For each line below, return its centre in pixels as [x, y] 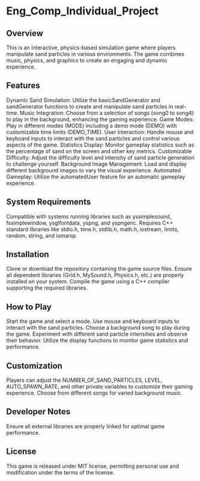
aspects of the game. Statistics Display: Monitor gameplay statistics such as [100, 145]
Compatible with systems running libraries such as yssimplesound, [89, 216]
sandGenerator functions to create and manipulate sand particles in [90, 106]
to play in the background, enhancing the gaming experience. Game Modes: [100, 119]
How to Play [29, 307]
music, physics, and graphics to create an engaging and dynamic [87, 60]
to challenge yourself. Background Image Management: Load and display [97, 164]
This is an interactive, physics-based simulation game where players [91, 47]
